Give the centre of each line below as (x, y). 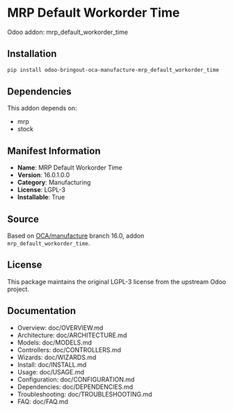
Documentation (42, 311)
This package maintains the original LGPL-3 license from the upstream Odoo (116, 281)
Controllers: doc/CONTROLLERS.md (69, 349)
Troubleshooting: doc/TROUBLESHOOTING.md (85, 394)
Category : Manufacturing (54, 183)
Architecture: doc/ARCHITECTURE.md (72, 335)
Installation (32, 54)
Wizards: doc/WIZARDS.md (57, 357)
